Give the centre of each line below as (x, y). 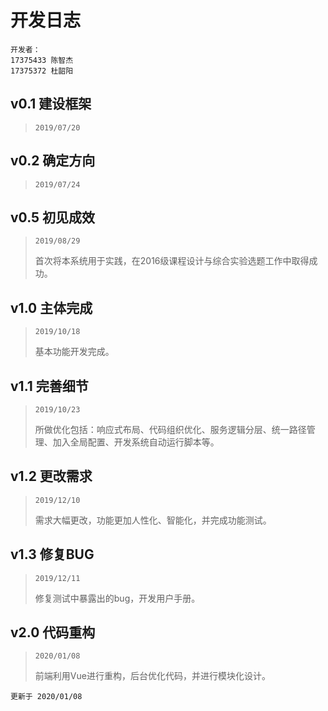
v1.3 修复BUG (52, 554)
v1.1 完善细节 (49, 386)
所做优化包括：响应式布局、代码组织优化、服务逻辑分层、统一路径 (170, 429)
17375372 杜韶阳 (42, 71)
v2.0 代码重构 (53, 632)
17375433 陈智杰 (42, 60)
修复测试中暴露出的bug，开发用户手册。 (117, 598)
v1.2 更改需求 (51, 476)
